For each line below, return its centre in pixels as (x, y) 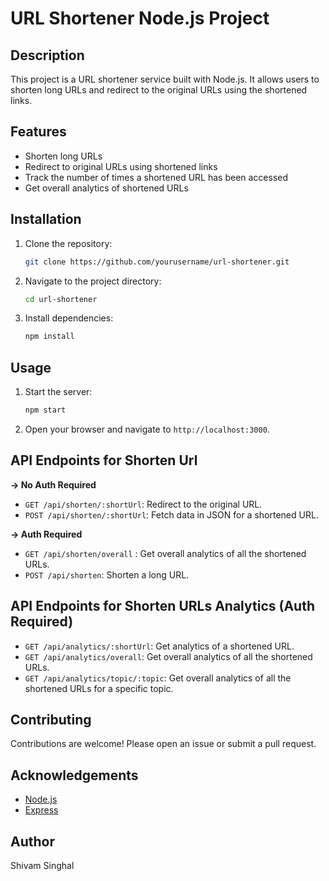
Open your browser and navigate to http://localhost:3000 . (147, 429)
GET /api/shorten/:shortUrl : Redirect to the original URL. (143, 504)
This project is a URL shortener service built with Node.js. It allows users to (165, 79)
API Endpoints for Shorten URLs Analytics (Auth (162, 606)
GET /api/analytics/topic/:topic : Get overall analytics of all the (158, 678)
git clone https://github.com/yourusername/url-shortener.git (157, 262)
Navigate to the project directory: (93, 281)
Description (47, 55)
